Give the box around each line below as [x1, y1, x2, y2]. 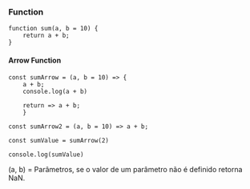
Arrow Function [8, 55, 62, 65]
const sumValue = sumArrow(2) [8, 136, 110, 144]
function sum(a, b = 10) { [8, 25, 99, 33]
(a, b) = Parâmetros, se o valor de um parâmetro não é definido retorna [8, 164, 243, 174]
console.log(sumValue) [8, 151, 84, 159]
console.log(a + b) [22, 87, 88, 95]
